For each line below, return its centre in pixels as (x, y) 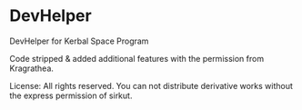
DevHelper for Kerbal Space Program (79, 41)
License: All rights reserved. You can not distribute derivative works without (151, 85)
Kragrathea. (32, 68)
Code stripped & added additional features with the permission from (137, 58)
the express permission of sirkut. (71, 95)
